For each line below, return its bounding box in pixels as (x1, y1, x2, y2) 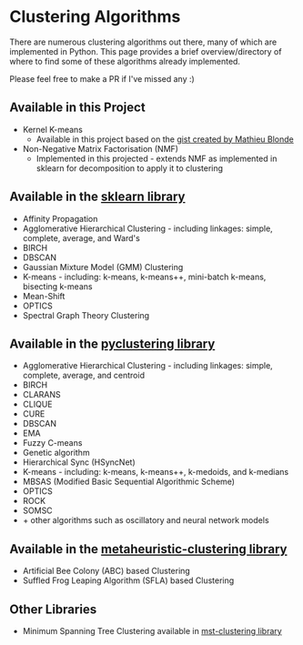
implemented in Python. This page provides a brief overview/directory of (9, 45, 282, 56)
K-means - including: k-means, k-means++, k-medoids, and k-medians (22, 467, 289, 478)
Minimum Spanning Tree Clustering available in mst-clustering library (22, 626, 282, 636)
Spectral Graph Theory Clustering (22, 309, 150, 320)
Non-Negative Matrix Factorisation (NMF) (22, 143, 179, 154)
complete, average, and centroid (22, 370, 146, 381)
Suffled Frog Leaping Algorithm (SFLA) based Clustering (22, 575, 235, 586)
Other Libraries (9, 601, 97, 617)
